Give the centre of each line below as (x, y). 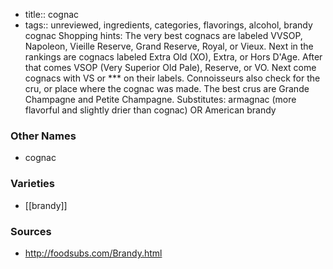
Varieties (32, 184)
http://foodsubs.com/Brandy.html (93, 253)
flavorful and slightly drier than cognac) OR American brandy (150, 110)
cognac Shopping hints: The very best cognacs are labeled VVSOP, (163, 35)
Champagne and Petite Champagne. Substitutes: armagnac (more (160, 99)
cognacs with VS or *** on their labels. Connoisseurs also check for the (172, 78)
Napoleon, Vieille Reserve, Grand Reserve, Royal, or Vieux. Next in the (169, 46)
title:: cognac (52, 14)
